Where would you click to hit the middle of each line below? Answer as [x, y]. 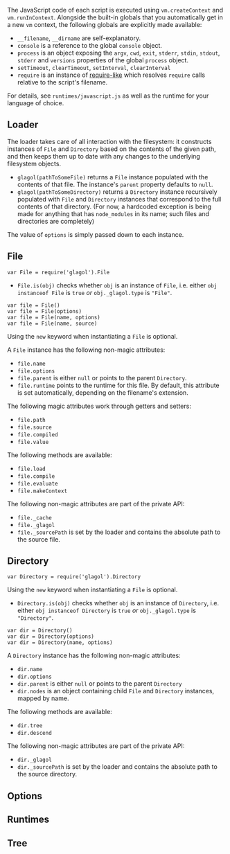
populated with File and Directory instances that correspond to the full [119, 199]
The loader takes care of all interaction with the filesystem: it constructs [109, 141]
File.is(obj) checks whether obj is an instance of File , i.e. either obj [117, 285]
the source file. [39, 539]
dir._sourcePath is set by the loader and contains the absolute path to [117, 767]
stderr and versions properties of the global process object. [103, 60]
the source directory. [47, 774]
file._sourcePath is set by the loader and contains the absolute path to [119, 532]
